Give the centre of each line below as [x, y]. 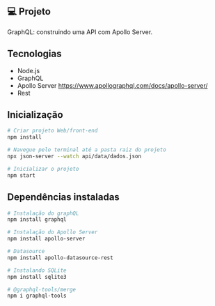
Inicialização [35, 115]
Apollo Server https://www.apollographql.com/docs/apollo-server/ [112, 85]
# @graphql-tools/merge [42, 289]
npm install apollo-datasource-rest [60, 258]
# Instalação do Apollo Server [53, 232]
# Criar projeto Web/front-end [53, 131]
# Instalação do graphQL [43, 213]
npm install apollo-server [46, 239]
